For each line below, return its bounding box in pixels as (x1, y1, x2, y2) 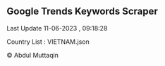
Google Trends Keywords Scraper (6, 6, 158, 17)
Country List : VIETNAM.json (6, 38, 90, 46)
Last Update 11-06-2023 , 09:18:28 (6, 24, 108, 32)
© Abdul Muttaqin (6, 51, 59, 59)
